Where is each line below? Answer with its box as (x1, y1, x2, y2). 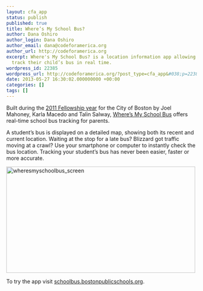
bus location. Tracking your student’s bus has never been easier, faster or (6, 148, 190, 155)
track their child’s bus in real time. (11, 59, 112, 65)
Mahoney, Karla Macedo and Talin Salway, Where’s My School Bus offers (6, 110, 188, 118)
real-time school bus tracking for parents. (6, 117, 110, 124)
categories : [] (6, 82, 45, 88)
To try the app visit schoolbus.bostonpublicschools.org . (6, 278, 145, 285)
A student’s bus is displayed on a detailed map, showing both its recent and (6, 128, 195, 136)
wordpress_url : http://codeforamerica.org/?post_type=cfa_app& (6, 71, 169, 77)
